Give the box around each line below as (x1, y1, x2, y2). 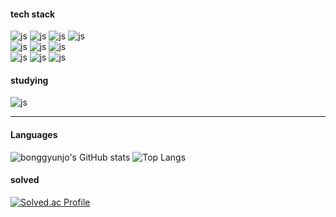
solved (10, 174, 40, 186)
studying (10, 74, 49, 86)
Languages (10, 129, 58, 140)
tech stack (10, 8, 56, 20)
